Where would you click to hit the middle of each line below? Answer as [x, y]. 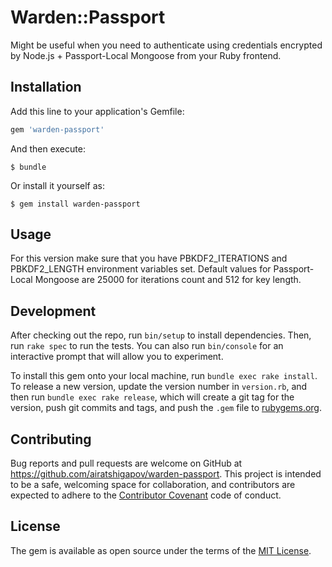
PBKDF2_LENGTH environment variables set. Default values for [141, 269]
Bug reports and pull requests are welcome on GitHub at [126, 463]
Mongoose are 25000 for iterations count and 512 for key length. [168, 280]
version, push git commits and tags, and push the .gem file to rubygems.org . [166, 408]
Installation [46, 87]
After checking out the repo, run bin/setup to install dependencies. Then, [161, 335]
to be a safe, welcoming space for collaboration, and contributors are [153, 485]
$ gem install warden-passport [75, 204]
